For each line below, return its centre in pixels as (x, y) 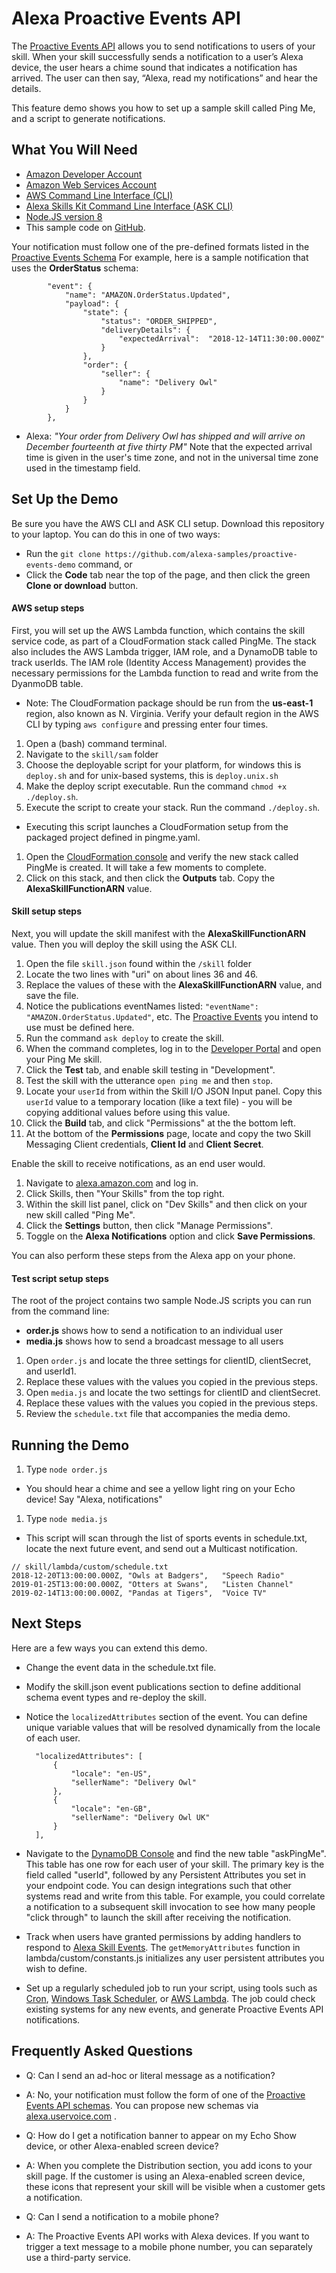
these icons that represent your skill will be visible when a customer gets (175, 2186)
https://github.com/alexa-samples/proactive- (201, 554)
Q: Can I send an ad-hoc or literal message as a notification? (150, 2075)
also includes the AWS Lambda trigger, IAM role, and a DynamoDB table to (164, 651)
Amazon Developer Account (84, 174)
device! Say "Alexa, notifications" (94, 1499)
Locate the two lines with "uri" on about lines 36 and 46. (142, 974)
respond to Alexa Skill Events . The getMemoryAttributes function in (163, 1947)
